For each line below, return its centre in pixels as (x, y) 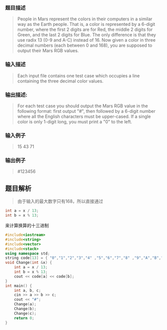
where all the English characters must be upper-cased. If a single (84, 116)
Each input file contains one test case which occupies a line (79, 76)
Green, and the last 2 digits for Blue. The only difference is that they (87, 35)
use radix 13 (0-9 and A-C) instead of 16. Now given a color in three (86, 40)
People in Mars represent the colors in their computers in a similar (85, 19)
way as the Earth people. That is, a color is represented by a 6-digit (86, 24)
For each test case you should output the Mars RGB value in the (83, 106)
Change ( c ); (25, 313)
